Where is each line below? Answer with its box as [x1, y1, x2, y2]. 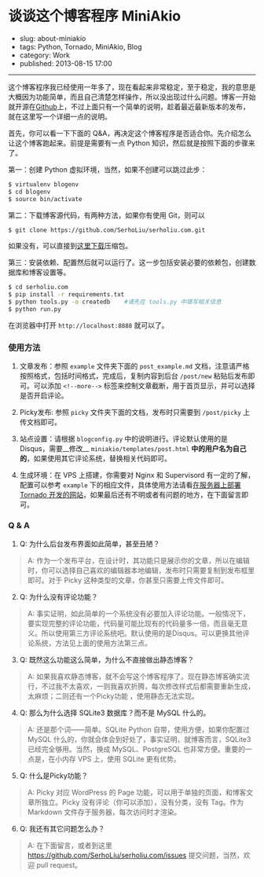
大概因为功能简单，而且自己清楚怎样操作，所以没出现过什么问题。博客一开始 [8, 92, 256, 101]
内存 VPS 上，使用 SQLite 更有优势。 [61, 754, 181, 763]
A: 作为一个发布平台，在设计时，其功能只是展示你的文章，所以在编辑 [27, 556, 250, 565]
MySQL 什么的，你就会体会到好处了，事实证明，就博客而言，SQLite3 [27, 734, 251, 743]
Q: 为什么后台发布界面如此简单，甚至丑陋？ [19, 539, 160, 549]
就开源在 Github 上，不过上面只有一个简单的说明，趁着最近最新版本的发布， [8, 101, 250, 111]
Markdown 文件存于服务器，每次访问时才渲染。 [27, 807, 181, 816]
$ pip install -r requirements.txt [8, 291, 125, 299]
